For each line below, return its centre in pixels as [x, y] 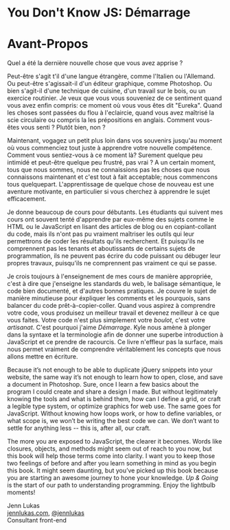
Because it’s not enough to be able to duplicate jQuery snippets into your [110, 370]
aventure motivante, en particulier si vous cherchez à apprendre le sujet [109, 192]
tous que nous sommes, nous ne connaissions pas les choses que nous [109, 170]
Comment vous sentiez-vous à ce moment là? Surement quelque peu [105, 155]
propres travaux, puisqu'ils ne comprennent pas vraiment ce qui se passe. [112, 263]
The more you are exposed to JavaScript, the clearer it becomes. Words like [115, 442]
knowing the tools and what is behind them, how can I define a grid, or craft [114, 399]
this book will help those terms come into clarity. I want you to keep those [111, 456]
